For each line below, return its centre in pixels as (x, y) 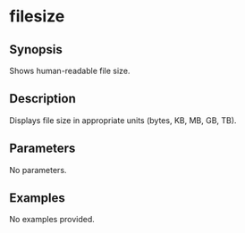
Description (42, 99)
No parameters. (38, 170)
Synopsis (36, 50)
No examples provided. (52, 220)
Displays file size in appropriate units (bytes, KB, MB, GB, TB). (123, 120)
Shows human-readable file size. (70, 71)
